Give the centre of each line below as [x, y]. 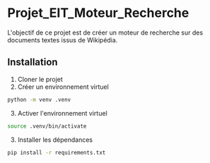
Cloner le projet [40, 79]
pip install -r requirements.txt [57, 152]
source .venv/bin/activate [47, 126]
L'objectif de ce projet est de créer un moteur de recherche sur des [105, 32]
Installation [33, 62]
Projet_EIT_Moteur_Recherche [98, 13]
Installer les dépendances [55, 140]
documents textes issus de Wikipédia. [63, 40]
